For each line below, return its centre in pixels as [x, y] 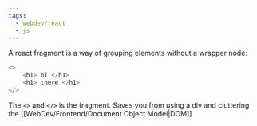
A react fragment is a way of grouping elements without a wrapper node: [128, 53]
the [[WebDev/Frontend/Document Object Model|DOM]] [100, 113]
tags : [17, 16]
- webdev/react [41, 23]
